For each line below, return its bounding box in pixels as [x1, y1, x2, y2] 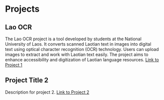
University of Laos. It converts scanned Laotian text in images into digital [5, 41, 151, 47]
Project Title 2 [5, 76, 49, 84]
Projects [5, 3, 40, 15]
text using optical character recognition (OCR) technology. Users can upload [5, 47, 159, 52]
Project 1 [5, 62, 23, 68]
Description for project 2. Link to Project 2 [5, 89, 89, 95]
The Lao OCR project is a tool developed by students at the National [5, 36, 142, 42]
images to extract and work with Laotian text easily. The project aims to [5, 51, 149, 57]
